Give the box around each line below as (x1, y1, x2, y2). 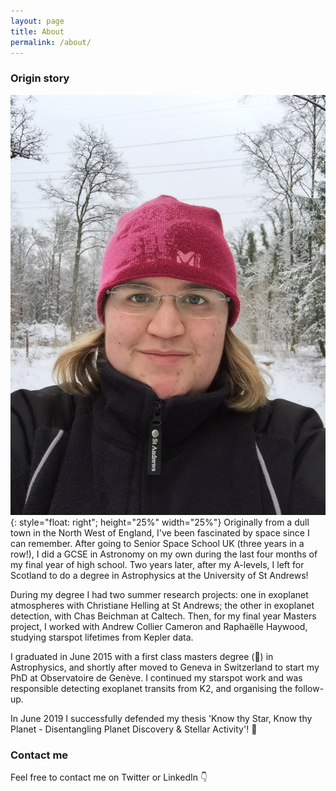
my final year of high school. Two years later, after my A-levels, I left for (10, 558, 305, 570)
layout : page (10, 16, 65, 26)
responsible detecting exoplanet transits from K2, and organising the (10, 682, 293, 694)
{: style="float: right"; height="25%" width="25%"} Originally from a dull (10, 516, 310, 528)
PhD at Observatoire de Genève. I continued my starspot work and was (10, 671, 303, 684)
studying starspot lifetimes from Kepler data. (10, 631, 194, 643)
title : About (10, 26, 65, 37)
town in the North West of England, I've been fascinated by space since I (10, 526, 310, 539)
